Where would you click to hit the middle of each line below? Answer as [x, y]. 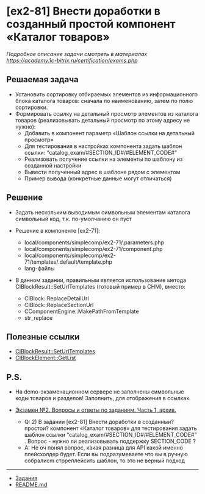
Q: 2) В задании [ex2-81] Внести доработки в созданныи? [99, 422]
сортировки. [31, 107]
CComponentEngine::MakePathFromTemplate [81, 311]
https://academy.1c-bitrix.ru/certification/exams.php [72, 60]
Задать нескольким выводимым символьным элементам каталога [103, 212]
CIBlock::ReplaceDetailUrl [57, 298]
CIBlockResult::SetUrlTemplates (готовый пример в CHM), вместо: [100, 286]
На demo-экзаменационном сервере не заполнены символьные [99, 392]
